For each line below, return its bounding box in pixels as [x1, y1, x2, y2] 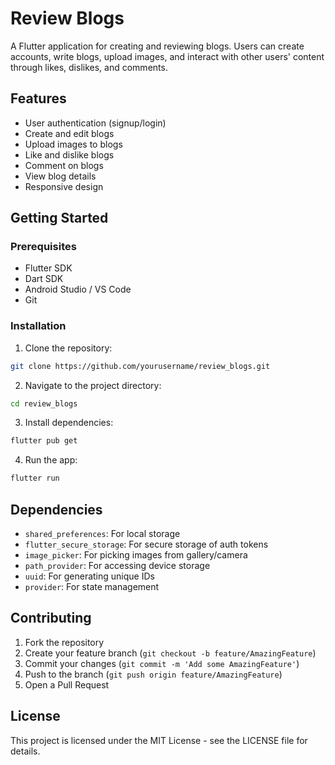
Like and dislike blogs [24, 148, 115, 161]
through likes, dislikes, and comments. [10, 61, 168, 73]
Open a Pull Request [24, 678, 110, 691]
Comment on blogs [24, 159, 104, 171]
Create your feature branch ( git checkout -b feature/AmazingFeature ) [24, 647, 317, 659]
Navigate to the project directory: [24, 379, 162, 391]
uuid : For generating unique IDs [24, 570, 155, 582]
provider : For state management [24, 581, 160, 593]
